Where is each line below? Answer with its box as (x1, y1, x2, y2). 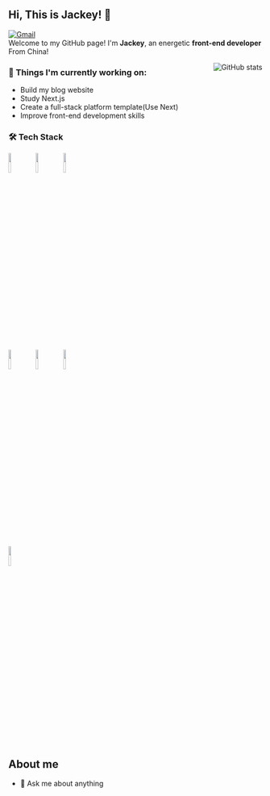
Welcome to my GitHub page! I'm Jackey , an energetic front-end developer (8, 38, 262, 48)
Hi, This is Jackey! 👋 (8, 8, 111, 22)
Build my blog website (19, 85, 94, 95)
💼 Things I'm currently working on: (8, 66, 147, 77)
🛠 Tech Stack (8, 131, 64, 143)
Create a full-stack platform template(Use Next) (19, 102, 179, 112)
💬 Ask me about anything (19, 779, 104, 789)
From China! (8, 46, 49, 56)
